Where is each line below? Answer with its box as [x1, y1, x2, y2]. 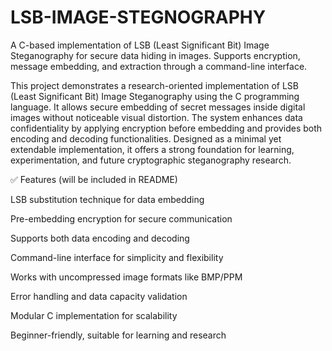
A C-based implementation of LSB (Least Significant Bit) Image [10, 39, 270, 51]
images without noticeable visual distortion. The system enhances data [10, 111, 303, 123]
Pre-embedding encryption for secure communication [10, 212, 233, 225]
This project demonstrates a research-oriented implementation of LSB [10, 79, 299, 91]
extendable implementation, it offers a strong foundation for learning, [10, 143, 295, 155]
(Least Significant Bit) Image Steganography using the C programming [10, 90, 300, 102]
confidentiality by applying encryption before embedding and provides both [10, 122, 323, 134]
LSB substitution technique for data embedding [10, 193, 205, 205]
